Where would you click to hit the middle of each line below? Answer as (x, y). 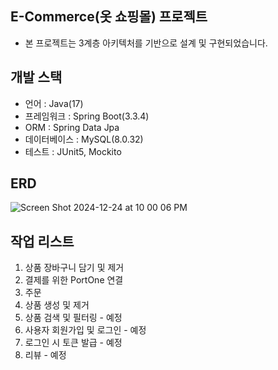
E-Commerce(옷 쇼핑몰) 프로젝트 (109, 17)
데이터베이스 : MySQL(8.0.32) (84, 139)
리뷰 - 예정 (45, 355)
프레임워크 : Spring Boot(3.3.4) (87, 116)
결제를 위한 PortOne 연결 (74, 280)
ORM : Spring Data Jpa (72, 127)
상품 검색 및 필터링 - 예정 (73, 318)
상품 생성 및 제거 (57, 305)
